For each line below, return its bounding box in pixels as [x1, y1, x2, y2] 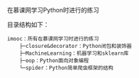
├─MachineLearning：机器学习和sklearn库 [19, 50, 129, 57]
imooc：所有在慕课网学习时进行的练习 [7, 36, 99, 42]
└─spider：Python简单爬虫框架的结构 [19, 64, 114, 71]
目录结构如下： [7, 21, 49, 29]
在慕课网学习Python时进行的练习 [7, 6, 99, 14]
